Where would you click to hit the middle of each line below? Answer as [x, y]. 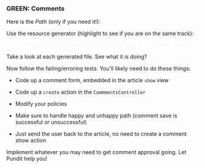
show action [31, 141]
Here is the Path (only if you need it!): [54, 22]
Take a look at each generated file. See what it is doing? [77, 57]
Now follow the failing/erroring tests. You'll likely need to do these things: [99, 69]
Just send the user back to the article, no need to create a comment [101, 134]
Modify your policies [41, 104]
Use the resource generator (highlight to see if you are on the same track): [100, 33]
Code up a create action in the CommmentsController [80, 92]
